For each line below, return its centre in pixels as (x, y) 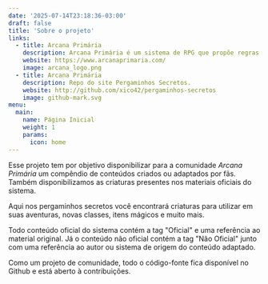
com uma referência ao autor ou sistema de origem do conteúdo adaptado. (132, 247)
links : (19, 38)
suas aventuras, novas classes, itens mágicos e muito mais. (106, 214)
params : (35, 134)
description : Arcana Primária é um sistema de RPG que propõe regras (141, 53)
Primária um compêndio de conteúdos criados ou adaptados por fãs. (122, 174)
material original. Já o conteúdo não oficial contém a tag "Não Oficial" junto (133, 238)
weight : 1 (39, 127)
